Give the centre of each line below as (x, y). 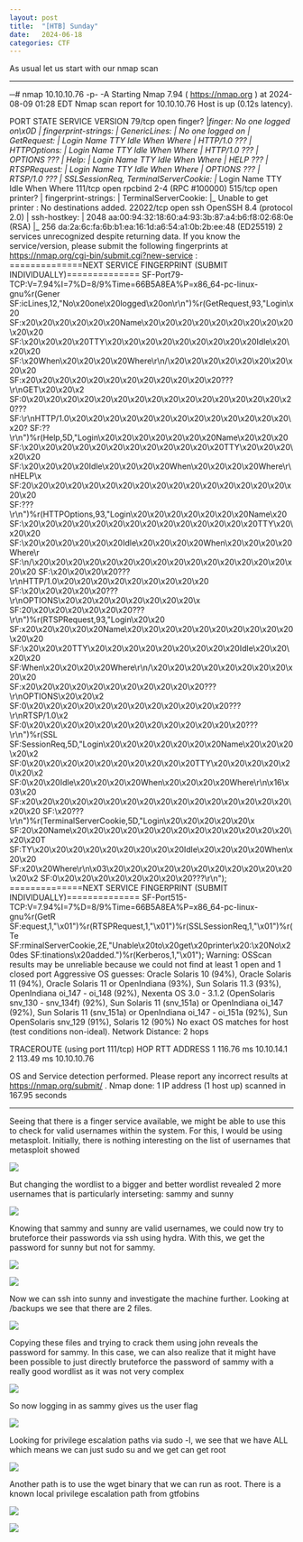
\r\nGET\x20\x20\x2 (47, 390)
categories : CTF (40, 43)
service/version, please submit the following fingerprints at (119, 246)
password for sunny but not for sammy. (83, 1248)
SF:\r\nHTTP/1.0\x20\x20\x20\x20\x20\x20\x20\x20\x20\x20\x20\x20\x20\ (150, 418)
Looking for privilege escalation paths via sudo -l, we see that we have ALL (149, 1440)
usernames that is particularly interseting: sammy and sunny (122, 1194)
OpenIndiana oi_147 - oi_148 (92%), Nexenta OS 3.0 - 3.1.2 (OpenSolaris (142, 994)
